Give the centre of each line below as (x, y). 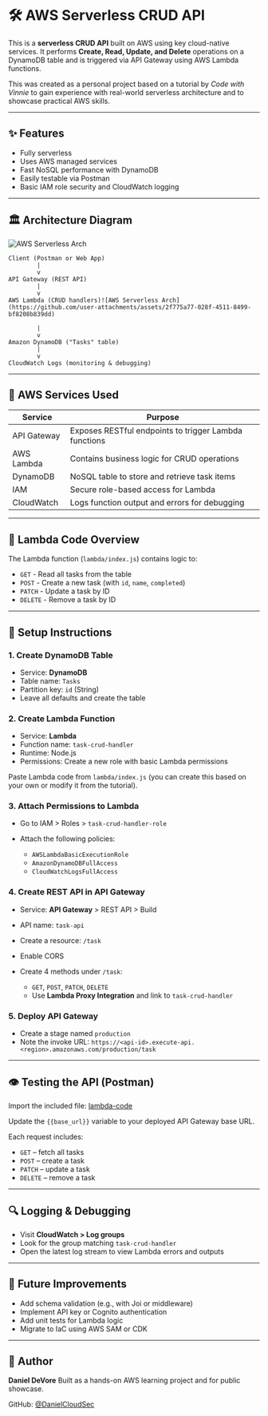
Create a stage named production (75, 1033)
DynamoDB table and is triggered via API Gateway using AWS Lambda (124, 60)
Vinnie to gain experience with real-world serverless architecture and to (126, 92)
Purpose (163, 418)
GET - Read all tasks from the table (75, 574)
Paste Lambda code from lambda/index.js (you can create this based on (128, 777)
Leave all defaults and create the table (83, 698)
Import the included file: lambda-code (71, 1105)
